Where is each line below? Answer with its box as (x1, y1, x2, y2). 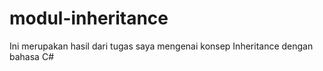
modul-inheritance (9, 7, 169, 30)
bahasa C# (9, 50, 54, 62)
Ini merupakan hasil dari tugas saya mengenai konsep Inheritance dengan (9, 40, 314, 52)
